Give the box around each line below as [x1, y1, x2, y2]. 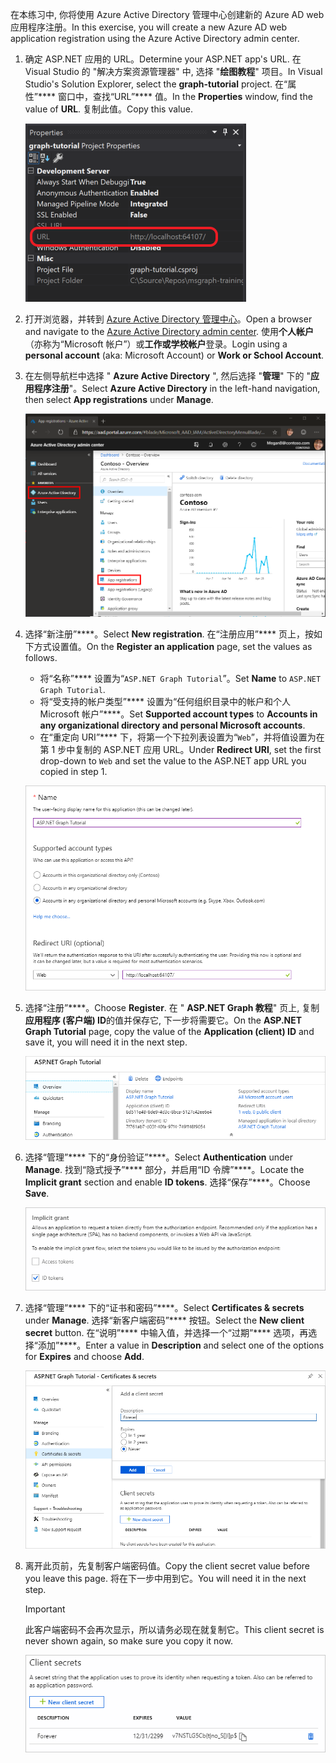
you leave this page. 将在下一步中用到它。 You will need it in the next [24, 1573, 307, 1585]
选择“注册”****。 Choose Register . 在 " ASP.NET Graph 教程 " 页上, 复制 [24, 1001, 320, 1013]
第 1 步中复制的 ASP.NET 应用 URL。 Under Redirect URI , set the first [39, 743, 322, 755]
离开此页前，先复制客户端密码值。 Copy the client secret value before [24, 1560, 311, 1572]
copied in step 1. [39, 765, 108, 777]
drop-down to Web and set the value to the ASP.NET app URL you [39, 754, 307, 767]
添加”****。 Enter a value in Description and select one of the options [37, 1339, 325, 1352]
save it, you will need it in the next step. [24, 1036, 188, 1048]
